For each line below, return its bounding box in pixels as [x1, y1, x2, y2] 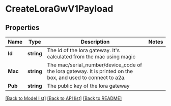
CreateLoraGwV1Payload [5, 3, 113, 15]
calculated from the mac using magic [47, 53, 136, 60]
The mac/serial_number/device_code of [47, 61, 142, 68]
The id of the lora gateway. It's [47, 47, 120, 54]
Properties [5, 23, 40, 32]
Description [80, 39, 110, 45]
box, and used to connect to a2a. [47, 74, 126, 81]
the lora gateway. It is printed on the [47, 68, 133, 75]
